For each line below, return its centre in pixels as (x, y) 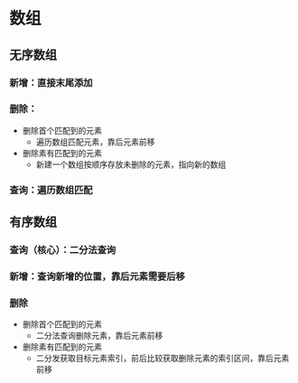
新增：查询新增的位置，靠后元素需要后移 (97, 276)
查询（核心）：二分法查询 (63, 250)
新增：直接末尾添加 (51, 82)
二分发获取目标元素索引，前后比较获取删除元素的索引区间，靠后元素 (163, 359)
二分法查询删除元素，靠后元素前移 (99, 336)
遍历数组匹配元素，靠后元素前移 (95, 142)
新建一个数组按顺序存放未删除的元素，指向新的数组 (131, 164)
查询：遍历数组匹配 (51, 190)
